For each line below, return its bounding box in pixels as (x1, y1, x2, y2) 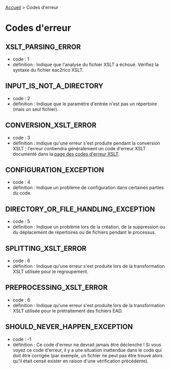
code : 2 (12, 95, 31, 101)
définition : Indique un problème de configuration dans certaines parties (12, 184, 164, 191)
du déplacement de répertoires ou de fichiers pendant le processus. (12, 229, 157, 236)
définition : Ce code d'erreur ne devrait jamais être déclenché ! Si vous (12, 341, 162, 348)
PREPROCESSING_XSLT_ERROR (5, 283, 108, 292)
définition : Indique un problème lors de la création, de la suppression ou (12, 224, 165, 230)
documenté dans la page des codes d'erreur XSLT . (12, 151, 120, 157)
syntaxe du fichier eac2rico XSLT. (12, 67, 84, 73)
